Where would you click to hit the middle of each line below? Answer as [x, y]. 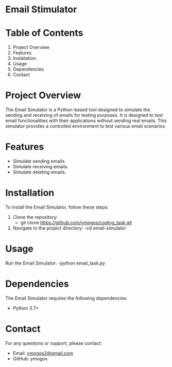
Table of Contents [44, 33]
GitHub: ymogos [30, 358]
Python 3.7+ [26, 308]
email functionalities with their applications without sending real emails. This [86, 121]
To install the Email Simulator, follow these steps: [57, 207]
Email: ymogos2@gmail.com [43, 353]
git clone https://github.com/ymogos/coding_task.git [76, 222]
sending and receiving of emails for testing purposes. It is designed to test [84, 115]
